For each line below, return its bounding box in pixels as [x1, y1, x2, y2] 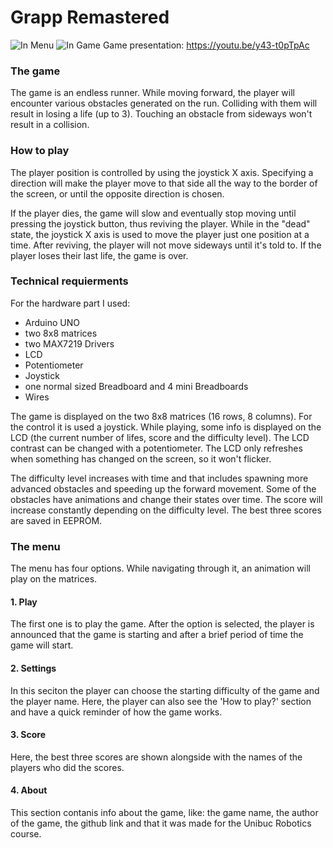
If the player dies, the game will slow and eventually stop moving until [10, 207, 297, 219]
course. [10, 827, 42, 840]
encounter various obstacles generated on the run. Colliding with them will [10, 97, 318, 110]
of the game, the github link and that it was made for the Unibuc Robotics [10, 817, 312, 829]
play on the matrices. [10, 573, 98, 585]
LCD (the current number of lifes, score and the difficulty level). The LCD [10, 431, 310, 443]
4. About [10, 784, 48, 796]
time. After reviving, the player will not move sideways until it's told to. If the [10, 239, 322, 251]
